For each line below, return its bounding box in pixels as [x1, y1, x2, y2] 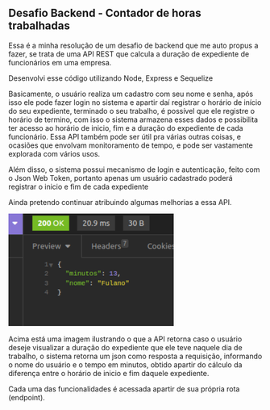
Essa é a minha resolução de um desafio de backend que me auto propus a [8, 40, 259, 50]
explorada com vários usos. [8, 149, 101, 158]
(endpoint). [8, 392, 46, 402]
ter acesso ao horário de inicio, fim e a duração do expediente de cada [8, 123, 243, 132]
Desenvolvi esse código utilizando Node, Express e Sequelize [8, 73, 214, 83]
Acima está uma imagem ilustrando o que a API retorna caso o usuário [8, 334, 243, 344]
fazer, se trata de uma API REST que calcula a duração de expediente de [8, 48, 250, 59]
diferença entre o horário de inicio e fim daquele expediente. [8, 368, 210, 378]
